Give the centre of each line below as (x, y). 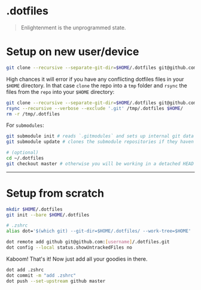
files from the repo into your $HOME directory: (60, 91)
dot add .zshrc (25, 270)
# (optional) (22, 153)
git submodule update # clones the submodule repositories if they (92, 142)
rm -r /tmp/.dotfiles (33, 114)
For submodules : (25, 125)
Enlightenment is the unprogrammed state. (73, 28)
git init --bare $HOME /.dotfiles (48, 215)
